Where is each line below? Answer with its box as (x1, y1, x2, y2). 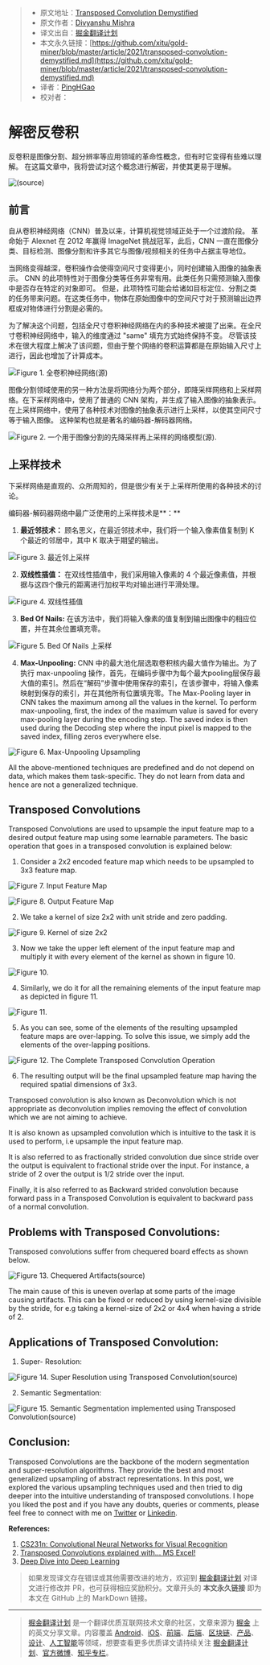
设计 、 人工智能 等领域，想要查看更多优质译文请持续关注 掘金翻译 (27, 1638, 242, 1647)
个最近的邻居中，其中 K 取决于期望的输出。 (19, 535, 163, 545)
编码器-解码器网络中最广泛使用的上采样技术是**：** (8, 508, 181, 517)
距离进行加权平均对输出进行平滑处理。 (76, 579, 203, 589)
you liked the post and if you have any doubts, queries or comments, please (8, 1499, 260, 1509)
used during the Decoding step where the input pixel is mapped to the (19, 723, 252, 732)
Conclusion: (8, 1436, 71, 1449)
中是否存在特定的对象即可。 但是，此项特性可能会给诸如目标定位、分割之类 (8, 283, 257, 293)
